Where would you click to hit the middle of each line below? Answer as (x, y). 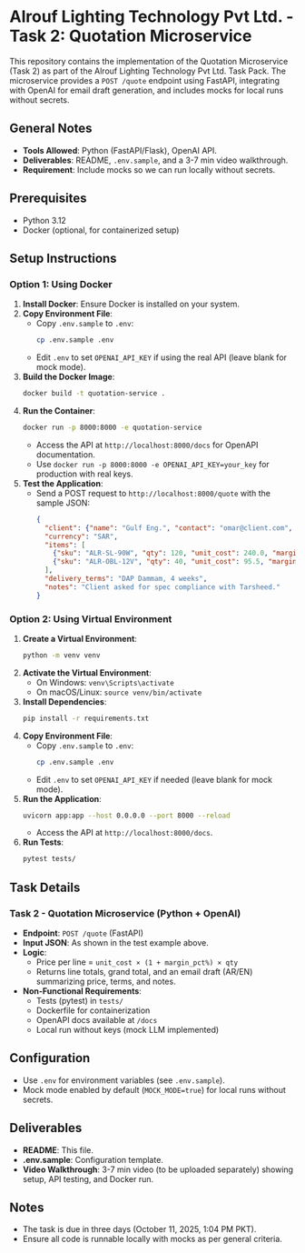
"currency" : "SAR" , (81, 536)
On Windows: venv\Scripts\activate (105, 682)
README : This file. (58, 1150)
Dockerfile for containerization (93, 1010)
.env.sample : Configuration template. (93, 1159)
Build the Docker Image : (69, 377)
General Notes (51, 129)
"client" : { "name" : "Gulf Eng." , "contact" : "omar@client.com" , (168, 528)
